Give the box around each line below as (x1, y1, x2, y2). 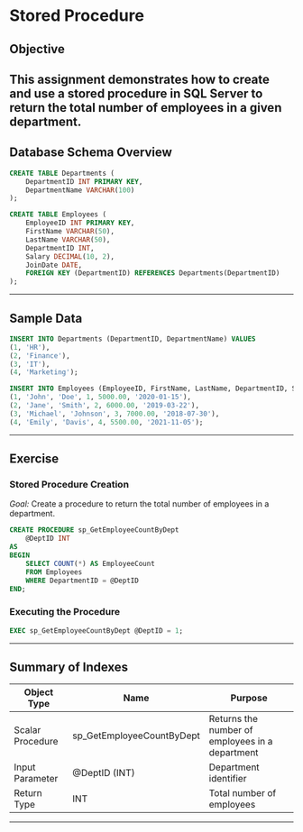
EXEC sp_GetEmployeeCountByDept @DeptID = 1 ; (9, 626, 183, 635)
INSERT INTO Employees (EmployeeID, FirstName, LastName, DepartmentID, (9, 384, 289, 393)
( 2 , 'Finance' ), (9, 351, 70, 361)
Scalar (14, 724, 41, 736)
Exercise (9, 452, 60, 467)
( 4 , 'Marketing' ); (9, 368, 78, 377)
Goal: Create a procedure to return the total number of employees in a (9, 498, 270, 509)
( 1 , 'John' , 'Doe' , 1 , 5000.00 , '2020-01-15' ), (9, 393, 192, 402)
